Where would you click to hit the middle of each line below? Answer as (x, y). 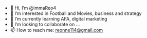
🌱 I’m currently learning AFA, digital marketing (59, 19)
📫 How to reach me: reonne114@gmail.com (57, 30)
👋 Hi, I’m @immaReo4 (33, 8)
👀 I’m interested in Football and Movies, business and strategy (76, 13)
